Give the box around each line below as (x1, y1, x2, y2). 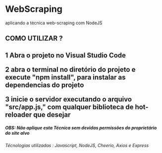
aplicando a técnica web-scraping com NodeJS (5, 20, 103, 26)
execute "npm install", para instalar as (5, 73, 126, 81)
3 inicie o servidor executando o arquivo (5, 95, 132, 103)
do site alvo (5, 130, 30, 136)
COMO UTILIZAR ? (5, 34, 63, 43)
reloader (5, 110, 32, 119)
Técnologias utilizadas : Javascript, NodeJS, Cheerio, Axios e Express (5, 143, 149, 149)
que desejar (33, 110, 71, 119)
